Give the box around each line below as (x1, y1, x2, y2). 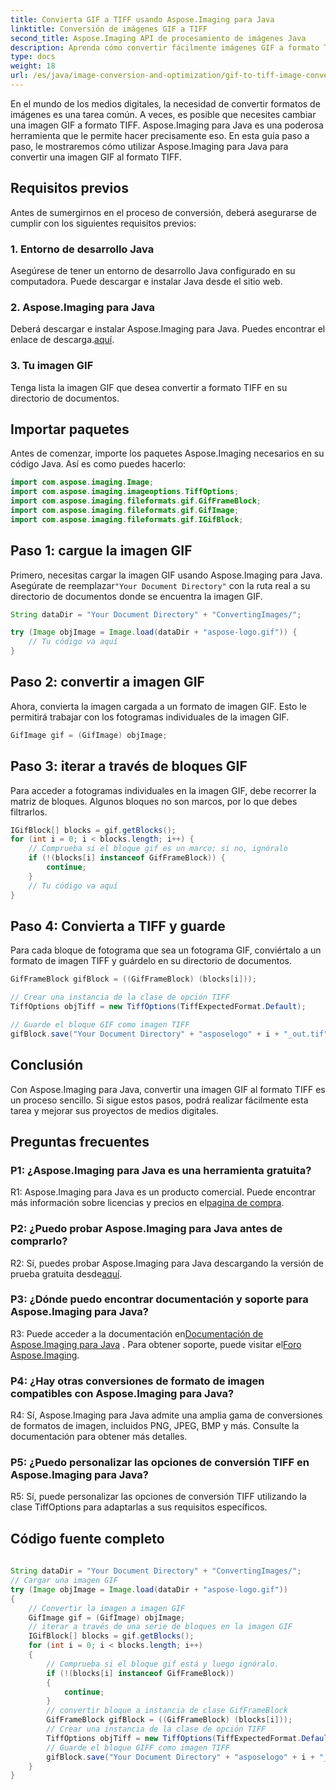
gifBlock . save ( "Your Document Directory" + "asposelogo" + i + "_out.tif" (10, 1029, 329, 1039)
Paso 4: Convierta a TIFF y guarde (10, 917, 226, 935)
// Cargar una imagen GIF (10, 1576, 118, 1586)
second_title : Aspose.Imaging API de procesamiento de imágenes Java (10, 33, 307, 43)
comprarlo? (10, 1234, 68, 1248)
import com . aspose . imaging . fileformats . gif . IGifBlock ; (10, 514, 244, 525)
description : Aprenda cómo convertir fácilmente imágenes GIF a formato (10, 42, 320, 53)
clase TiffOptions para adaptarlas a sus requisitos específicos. (10, 1501, 268, 1513)
